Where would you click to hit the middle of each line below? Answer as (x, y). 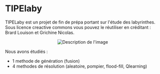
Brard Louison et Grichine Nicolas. (40, 32)
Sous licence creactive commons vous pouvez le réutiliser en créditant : (78, 27)
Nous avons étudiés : (27, 51)
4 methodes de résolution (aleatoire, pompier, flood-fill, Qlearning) (80, 66)
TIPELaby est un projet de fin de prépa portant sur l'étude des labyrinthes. (80, 22)
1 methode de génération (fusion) (46, 61)
